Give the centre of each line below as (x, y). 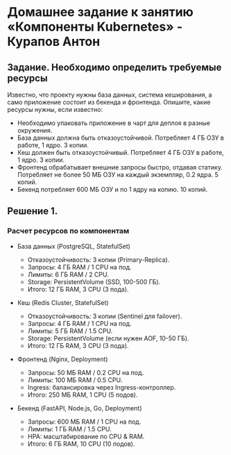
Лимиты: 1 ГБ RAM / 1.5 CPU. (70, 429)
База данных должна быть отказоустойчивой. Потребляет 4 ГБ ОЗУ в (120, 138)
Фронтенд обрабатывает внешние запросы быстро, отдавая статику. (120, 167)
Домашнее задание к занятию (101, 12)
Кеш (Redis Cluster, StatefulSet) (63, 302)
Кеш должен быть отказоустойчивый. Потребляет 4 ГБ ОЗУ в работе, (120, 152)
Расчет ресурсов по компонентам (68, 231)
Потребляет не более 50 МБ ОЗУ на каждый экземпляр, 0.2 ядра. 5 (118, 175)
